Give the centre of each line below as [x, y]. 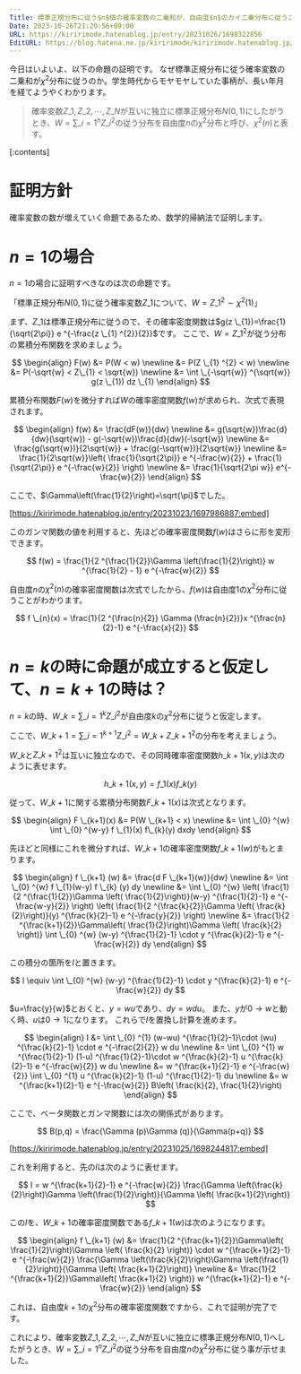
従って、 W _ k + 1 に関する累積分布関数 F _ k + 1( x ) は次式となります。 [130, 802]
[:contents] [30, 151]
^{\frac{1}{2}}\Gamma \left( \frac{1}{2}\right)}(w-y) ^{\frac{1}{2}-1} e [149, 896]
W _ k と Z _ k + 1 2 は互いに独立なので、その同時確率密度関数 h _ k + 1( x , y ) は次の [147, 754]
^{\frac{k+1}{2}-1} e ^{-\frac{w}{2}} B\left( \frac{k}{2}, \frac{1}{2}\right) [150, 1085]
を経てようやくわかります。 [60, 91]
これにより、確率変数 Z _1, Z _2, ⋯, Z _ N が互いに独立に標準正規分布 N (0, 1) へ [143, 1337]
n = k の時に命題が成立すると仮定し [139, 666]
